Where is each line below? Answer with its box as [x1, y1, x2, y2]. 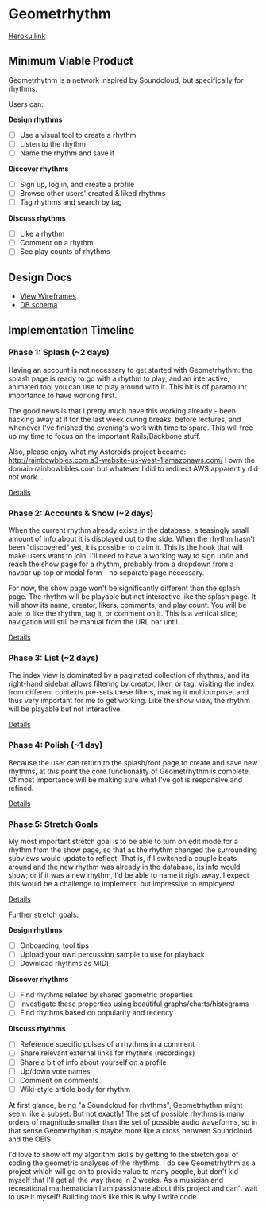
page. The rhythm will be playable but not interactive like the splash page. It [8, 592, 256, 601]
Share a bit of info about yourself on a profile [19, 1057, 167, 1067]
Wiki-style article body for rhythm [19, 1084, 131, 1094]
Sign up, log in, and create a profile [19, 179, 135, 189]
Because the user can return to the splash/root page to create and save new [8, 757, 258, 767]
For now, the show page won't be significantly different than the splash [8, 583, 241, 593]
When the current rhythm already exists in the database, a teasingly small [8, 526, 249, 535]
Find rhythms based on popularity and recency [19, 1008, 173, 1018]
